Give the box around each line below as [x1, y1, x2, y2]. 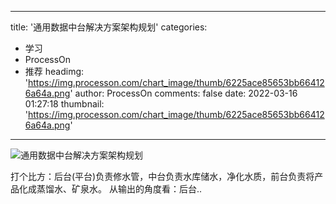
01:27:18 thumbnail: [24, 98, 105, 110]
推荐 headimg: [24, 66, 85, 77]
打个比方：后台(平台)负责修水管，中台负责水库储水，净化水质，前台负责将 [10, 171, 315, 182]
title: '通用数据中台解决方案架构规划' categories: [10, 21, 208, 33]
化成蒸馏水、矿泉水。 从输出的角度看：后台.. [18, 183, 203, 195]
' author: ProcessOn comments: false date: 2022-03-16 [69, 87, 298, 99]
